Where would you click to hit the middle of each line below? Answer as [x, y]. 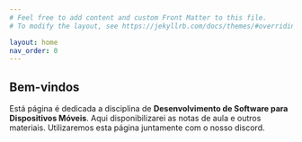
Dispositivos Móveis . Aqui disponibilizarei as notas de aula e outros [135, 119]
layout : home [34, 42]
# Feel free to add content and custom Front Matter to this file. [138, 18]
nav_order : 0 [34, 50]
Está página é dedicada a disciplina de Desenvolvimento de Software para [149, 109]
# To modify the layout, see [64, 26]
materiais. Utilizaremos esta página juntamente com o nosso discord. [137, 128]
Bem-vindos [44, 87]
